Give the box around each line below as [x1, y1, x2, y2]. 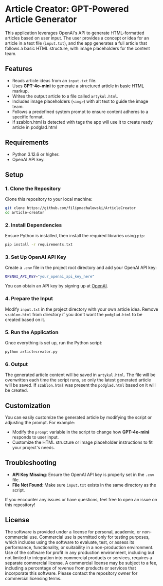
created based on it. [5, 317, 45, 322]
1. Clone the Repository [5, 185, 61, 192]
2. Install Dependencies [5, 222, 62, 228]
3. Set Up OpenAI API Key [5, 254, 67, 261]
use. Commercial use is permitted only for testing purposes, [29, 534, 150, 540]
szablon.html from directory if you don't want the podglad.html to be [5, 311, 143, 317]
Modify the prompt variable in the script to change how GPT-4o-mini [12, 429, 149, 435]
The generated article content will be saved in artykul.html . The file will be [5, 372, 156, 378]
